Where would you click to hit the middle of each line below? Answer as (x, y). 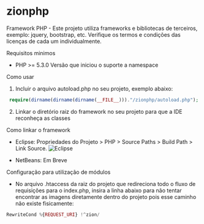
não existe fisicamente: (44, 203)
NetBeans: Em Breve (41, 160)
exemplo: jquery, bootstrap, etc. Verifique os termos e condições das (93, 34)
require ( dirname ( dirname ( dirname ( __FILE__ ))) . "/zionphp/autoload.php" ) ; (104, 100)
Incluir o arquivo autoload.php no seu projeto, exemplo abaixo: (94, 88)
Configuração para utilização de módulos (59, 172)
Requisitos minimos (31, 53)
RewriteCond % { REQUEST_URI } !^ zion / (53, 215)
